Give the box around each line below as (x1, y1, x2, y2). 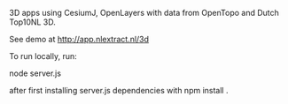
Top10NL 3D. (9, 17, 56, 27)
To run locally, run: (9, 51, 77, 61)
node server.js (9, 68, 62, 78)
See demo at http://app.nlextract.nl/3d (9, 34, 149, 44)
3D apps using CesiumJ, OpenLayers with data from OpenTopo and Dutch (9, 8, 279, 18)
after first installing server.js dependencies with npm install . (9, 85, 229, 95)
